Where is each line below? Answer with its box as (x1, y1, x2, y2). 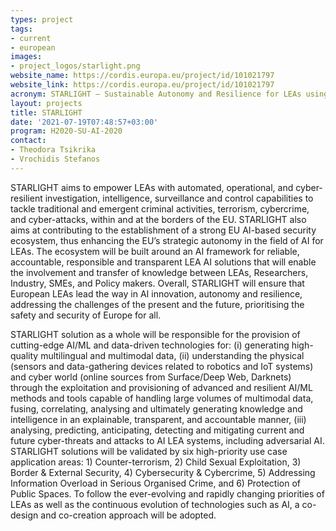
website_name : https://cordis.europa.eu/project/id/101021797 (10, 71, 275, 81)
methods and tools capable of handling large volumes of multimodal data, (10, 392, 314, 404)
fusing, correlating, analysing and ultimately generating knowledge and (10, 402, 303, 415)
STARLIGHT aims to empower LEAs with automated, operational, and (10, 181, 294, 193)
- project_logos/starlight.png (10, 61, 141, 71)
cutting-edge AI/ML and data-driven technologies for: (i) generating (10, 339, 290, 351)
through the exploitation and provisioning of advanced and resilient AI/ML (10, 381, 313, 393)
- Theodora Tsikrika (10, 145, 97, 155)
